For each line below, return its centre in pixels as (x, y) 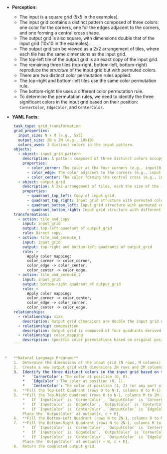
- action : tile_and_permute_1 (49, 237)
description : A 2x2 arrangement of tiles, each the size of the (91, 186)
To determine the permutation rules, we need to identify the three (86, 96)
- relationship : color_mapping (50, 335)
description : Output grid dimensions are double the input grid (91, 321)
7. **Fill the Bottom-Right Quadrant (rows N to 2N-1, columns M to (87, 423)
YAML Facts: (25, 117)
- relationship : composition (48, 326)
